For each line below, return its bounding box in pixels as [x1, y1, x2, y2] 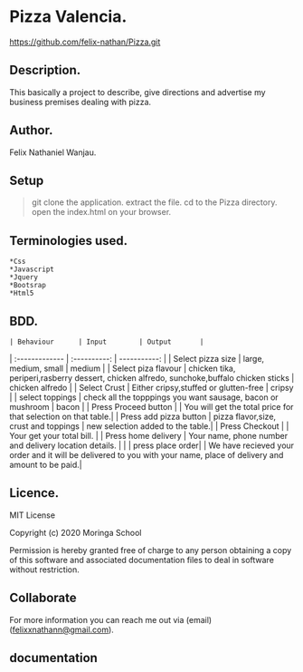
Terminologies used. [9, 233, 128, 248]
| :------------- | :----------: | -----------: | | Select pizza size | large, [9, 354, 265, 364]
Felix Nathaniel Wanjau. [9, 147, 97, 158]
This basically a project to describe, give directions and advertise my [9, 86, 266, 97]
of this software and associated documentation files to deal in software [9, 554, 274, 565]
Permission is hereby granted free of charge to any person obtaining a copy [9, 544, 292, 555]
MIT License [9, 510, 56, 521]
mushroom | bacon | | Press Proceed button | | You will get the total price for [9, 402, 294, 412]
